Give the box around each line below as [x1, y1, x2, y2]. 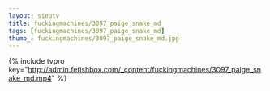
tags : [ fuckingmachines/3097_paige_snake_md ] [8, 27, 165, 35]
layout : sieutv [8, 11, 60, 20]
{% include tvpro [8, 56, 65, 66]
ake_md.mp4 [8, 73, 52, 83]
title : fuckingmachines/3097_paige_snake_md [8, 19, 161, 27]
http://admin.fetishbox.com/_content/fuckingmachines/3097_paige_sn [28, 65, 262, 75]
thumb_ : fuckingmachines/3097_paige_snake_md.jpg [8, 34, 180, 43]
